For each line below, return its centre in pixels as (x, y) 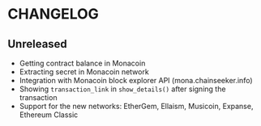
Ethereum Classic (49, 115)
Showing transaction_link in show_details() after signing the (122, 89)
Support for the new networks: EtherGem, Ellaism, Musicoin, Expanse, (136, 106)
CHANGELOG (53, 14)
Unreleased (38, 44)
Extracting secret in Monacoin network (84, 72)
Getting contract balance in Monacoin (82, 63)
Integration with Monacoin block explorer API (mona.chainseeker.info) (136, 80)
